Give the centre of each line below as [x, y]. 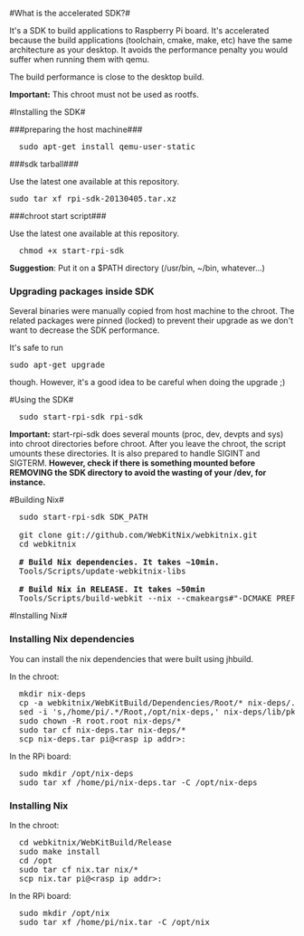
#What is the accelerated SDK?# [70, 13]
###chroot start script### [58, 216]
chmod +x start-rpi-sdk [71, 251]
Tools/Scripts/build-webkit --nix [95, 599]
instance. [28, 482]
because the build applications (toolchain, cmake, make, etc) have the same [151, 40]
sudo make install [60, 851]
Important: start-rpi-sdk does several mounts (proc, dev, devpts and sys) [147, 434]
